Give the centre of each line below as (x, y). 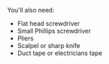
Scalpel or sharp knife (49, 46)
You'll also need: (31, 10)
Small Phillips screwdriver (54, 31)
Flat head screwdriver (48, 23)
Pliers (25, 38)
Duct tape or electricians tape (60, 53)
